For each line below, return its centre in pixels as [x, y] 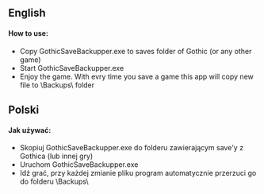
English [27, 13]
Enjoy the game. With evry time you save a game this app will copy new [136, 76]
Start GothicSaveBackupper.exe [72, 68]
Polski [24, 109]
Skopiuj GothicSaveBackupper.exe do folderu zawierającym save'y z [132, 148]
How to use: [29, 33]
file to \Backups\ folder [57, 85]
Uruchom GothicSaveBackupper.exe [79, 165]
